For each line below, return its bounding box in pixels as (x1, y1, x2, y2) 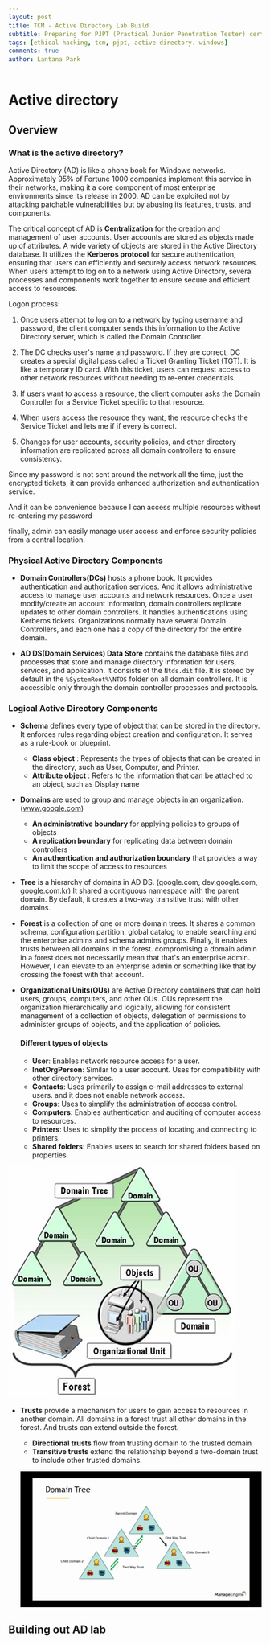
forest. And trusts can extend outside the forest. (19, 1422, 179, 1432)
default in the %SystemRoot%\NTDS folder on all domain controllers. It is (19, 674, 247, 684)
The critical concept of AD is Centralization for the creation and (8, 224, 221, 233)
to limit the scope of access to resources (31, 861, 167, 872)
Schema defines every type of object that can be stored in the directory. (19, 721, 260, 731)
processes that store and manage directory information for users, (19, 657, 237, 667)
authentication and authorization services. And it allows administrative (19, 582, 253, 591)
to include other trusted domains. (31, 1455, 142, 1465)
